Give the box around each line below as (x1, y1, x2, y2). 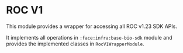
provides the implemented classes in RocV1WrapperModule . (6, 40, 144, 47)
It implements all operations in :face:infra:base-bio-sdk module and (6, 34, 172, 41)
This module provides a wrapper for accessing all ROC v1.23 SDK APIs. (6, 23, 177, 30)
